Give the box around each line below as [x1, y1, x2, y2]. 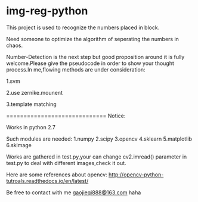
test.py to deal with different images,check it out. [6, 159, 126, 166]
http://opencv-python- [108, 171, 164, 178]
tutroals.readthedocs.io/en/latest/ [6, 177, 89, 184]
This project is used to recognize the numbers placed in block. [6, 24, 160, 31]
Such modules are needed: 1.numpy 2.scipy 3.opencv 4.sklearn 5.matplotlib [6, 135, 193, 142]
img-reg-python [6, 4, 88, 18]
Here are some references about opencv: [6, 171, 107, 178]
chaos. [6, 42, 23, 49]
